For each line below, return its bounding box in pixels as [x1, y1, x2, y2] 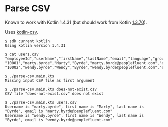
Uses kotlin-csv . [5, 29, 38, 35]
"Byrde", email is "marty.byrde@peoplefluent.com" [5, 108, 113, 114]
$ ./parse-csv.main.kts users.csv [5, 100, 77, 105]
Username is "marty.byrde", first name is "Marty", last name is [5, 104, 144, 109]
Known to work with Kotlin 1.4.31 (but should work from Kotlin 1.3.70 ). [5, 19, 147, 25]
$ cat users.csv [5, 52, 39, 57]
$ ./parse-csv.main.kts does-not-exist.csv [5, 87, 97, 92]
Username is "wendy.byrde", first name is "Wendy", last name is [5, 113, 144, 118]
